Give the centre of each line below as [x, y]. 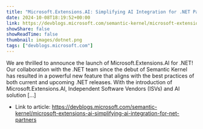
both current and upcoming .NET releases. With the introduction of [89, 82]
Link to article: [33, 107]
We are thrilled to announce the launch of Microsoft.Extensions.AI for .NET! [100, 63]
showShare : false [28, 29]
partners [26, 119]
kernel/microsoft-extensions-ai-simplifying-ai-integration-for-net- [97, 113]
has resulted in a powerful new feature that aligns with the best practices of [100, 76]
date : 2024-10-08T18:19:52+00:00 [48, 18]
